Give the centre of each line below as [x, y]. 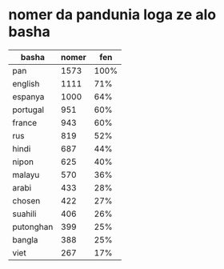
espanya [28, 96]
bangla [25, 239]
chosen [26, 200]
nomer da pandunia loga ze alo [112, 15]
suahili [24, 214]
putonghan [33, 227]
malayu [26, 175]
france [25, 122]
